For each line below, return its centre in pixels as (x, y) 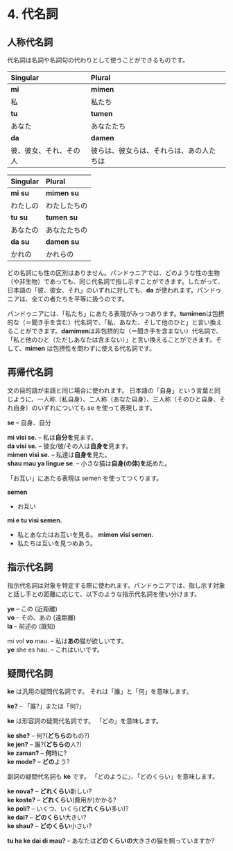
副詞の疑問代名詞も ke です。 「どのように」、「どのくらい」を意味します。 (113, 777)
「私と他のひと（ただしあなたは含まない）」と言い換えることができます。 (112, 340)
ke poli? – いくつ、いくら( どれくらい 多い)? (68, 809)
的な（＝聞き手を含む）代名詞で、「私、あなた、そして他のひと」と (103, 322)
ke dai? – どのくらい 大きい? (47, 818)
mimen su (62, 193)
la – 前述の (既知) (31, 626)
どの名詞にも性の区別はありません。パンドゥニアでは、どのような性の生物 (114, 273)
